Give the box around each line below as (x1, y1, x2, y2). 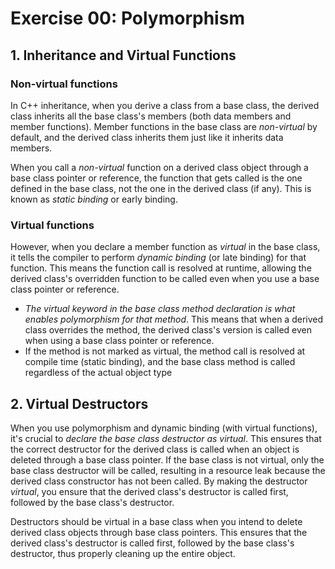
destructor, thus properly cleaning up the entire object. (10, 547, 236, 559)
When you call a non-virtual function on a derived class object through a (10, 161, 309, 173)
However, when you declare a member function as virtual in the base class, (10, 241, 321, 253)
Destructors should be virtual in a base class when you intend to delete (10, 515, 303, 527)
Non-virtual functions (10, 77, 118, 91)
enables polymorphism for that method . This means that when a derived (24, 313, 324, 326)
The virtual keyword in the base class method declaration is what (24, 303, 296, 315)
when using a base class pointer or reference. (24, 335, 215, 347)
